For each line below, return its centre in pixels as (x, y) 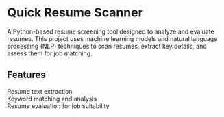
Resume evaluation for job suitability (58, 106)
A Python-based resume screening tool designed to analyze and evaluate (111, 31)
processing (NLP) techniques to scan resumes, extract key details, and (107, 46)
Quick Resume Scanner (75, 13)
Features (26, 75)
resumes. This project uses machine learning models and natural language (112, 38)
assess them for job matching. (50, 53)
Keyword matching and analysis (52, 99)
